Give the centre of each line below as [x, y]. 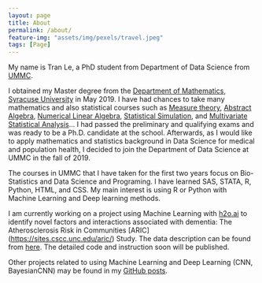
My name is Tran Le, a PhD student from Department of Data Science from [129, 67]
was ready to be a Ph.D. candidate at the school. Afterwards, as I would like [131, 133]
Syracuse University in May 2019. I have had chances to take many [117, 99]
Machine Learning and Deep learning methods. [85, 199]
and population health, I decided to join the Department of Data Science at [129, 150]
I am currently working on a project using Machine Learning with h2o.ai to [128, 214]
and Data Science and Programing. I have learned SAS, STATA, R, [146, 181]
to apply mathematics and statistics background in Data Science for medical [131, 141]
